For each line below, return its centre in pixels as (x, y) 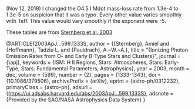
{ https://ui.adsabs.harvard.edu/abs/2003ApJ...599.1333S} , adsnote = (90, 93)
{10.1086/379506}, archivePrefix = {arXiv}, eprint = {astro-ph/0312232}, (93, 81)
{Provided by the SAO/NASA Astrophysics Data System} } (76, 100)
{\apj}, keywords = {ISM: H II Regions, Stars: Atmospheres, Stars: (85, 62)
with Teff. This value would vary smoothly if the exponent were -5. (86, 21)
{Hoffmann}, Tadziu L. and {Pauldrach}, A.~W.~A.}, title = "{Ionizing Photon (97, 50)
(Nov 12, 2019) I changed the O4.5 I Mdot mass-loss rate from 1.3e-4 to (92, 8)
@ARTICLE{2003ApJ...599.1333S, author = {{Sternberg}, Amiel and (88, 44)
